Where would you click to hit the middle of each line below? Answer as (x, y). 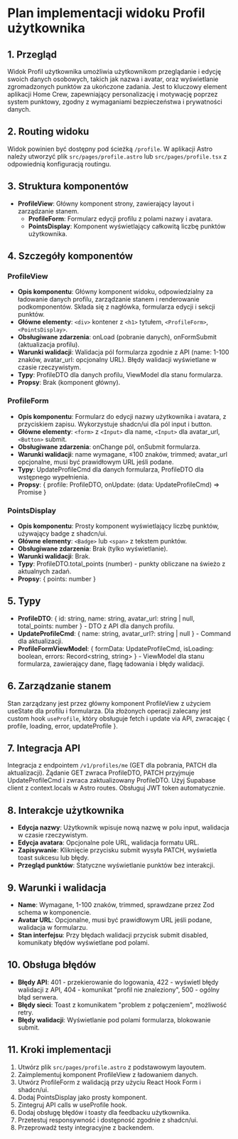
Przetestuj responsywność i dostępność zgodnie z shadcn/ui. (108, 1120)
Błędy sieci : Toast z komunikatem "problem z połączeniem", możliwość (122, 1005)
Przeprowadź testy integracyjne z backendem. (86, 1127)
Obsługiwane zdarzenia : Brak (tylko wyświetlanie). (93, 549)
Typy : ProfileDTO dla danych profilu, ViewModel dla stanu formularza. (120, 375)
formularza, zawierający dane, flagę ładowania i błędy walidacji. (111, 664)
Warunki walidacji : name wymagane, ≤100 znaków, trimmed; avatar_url (122, 454)
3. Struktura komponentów (68, 186)
